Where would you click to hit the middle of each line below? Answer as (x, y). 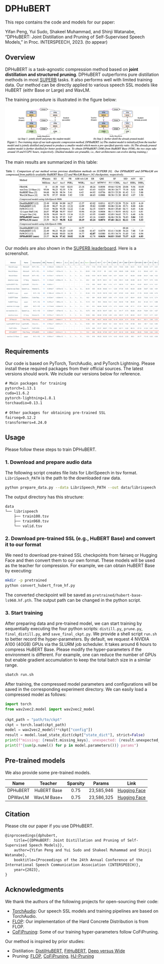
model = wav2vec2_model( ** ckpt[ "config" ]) (49, 730)
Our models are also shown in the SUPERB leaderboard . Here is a (71, 248)
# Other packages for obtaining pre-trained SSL (55, 413)
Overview (20, 58)
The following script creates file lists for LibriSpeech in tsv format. (71, 472)
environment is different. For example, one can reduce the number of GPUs (81, 655)
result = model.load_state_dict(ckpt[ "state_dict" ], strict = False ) (75, 735)
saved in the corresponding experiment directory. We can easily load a (76, 690)
